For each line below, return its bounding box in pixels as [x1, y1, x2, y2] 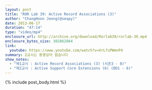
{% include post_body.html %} [5, 79, 67, 85]
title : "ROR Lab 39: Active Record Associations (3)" [5, 12, 117, 17]
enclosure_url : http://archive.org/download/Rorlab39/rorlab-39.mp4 [5, 35, 147, 39]
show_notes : [5, 57, 29, 62]
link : [5, 43, 16, 48]
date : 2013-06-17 [5, 20, 40, 26]
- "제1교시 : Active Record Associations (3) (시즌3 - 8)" [9, 61, 127, 66]
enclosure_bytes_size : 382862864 [5, 39, 73, 44]
